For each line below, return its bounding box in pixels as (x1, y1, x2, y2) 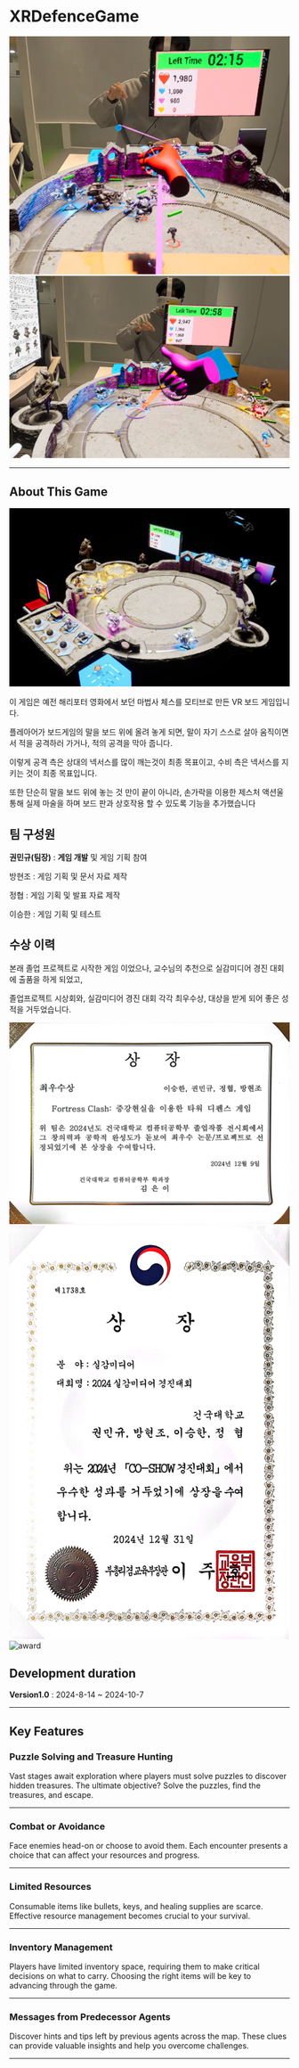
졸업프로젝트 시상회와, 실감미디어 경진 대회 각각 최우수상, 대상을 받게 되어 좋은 (9, 992, 280, 1004)
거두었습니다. (25, 1004, 72, 1014)
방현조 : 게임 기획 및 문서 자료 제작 (9, 871, 127, 882)
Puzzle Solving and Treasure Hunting (9, 1750, 174, 1762)
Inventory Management (9, 1941, 113, 1953)
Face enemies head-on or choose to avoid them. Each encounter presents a (9, 1841, 288, 1851)
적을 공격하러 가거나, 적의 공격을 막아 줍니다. (18, 738, 174, 749)
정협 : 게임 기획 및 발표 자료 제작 (9, 890, 121, 900)
